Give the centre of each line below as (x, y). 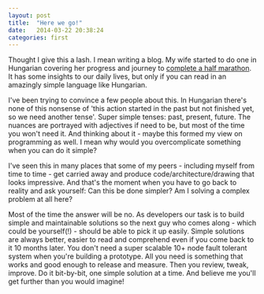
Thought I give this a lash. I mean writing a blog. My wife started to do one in (132, 60)
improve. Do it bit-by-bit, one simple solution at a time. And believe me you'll (132, 274)
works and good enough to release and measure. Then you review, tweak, (128, 265)
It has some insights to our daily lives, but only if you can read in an (117, 76)
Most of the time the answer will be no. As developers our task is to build (126, 214)
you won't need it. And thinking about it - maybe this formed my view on (125, 134)
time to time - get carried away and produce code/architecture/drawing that (131, 174)
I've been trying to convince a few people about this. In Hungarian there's (127, 100)
